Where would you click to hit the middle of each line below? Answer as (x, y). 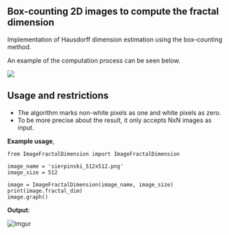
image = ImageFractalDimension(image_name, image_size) (90, 184)
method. (19, 47)
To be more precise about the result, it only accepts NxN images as (114, 120)
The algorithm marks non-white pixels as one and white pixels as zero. (119, 112)
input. (26, 127)
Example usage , (31, 141)
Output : (19, 210)
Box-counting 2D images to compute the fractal (113, 12)
